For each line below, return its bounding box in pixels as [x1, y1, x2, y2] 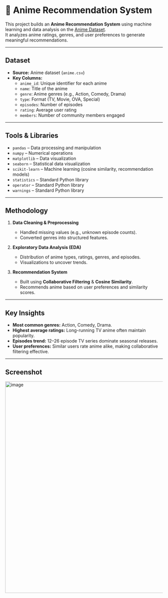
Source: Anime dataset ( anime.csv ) [12, 70, 85, 76]
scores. [19, 289, 35, 295]
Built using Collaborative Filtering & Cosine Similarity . [19, 279, 133, 285]
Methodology [5, 206, 48, 215]
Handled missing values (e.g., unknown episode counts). [19, 229, 137, 235]
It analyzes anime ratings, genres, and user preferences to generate [5, 32, 145, 38]
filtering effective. [12, 349, 49, 355]
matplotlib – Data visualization [12, 155, 76, 161]
